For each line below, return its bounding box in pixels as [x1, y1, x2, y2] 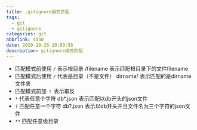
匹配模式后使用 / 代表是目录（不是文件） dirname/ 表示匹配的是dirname [14, 72, 192, 80]
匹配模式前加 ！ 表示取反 [14, 87, 75, 95]
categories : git [6, 31, 47, 37]
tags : [6, 14, 20, 20]
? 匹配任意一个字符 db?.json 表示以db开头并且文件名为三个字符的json [14, 102, 186, 110]
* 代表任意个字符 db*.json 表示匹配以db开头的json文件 [14, 95, 148, 102]
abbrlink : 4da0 [6, 37, 44, 43]
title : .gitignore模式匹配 [6, 8, 70, 15]
